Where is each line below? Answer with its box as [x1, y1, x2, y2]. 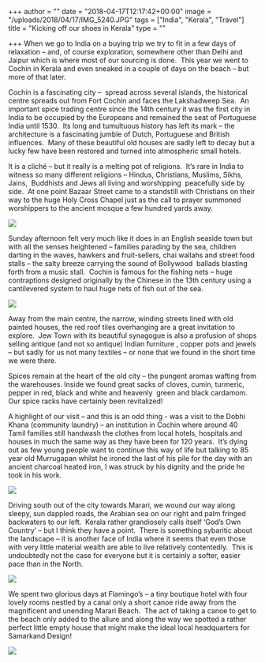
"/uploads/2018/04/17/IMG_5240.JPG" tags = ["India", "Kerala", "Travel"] [8, 15, 244, 24]
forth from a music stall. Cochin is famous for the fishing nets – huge [8, 268, 233, 276]
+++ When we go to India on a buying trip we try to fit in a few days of [8, 39, 237, 48]
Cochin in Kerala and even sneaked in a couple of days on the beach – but [8, 64, 249, 73]
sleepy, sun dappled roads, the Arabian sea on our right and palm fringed [8, 509, 246, 518]
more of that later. [8, 73, 66, 81]
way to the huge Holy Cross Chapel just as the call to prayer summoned [8, 195, 242, 204]
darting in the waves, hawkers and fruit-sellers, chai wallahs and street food [8, 250, 255, 260]
